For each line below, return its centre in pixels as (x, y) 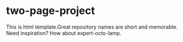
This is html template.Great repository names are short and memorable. (92, 27)
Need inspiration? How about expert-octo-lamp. (64, 33)
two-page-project (51, 11)
